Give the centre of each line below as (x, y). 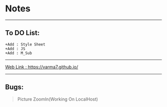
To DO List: (22, 33)
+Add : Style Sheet (25, 44)
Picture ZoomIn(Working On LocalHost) (58, 99)
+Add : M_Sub (19, 53)
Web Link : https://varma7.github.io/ (42, 67)
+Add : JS (15, 49)
